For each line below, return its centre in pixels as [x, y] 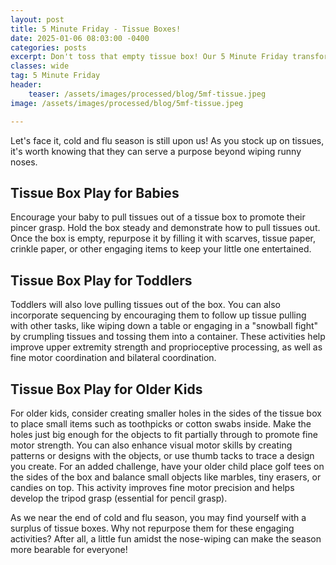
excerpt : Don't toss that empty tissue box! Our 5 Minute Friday [149, 57]
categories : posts [48, 47]
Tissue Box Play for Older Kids [106, 389]
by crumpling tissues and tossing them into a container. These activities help [168, 337]
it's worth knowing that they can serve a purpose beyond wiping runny [156, 151]
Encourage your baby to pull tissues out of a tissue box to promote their [158, 217]
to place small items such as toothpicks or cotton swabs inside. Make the [161, 423]
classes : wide [40, 66]
